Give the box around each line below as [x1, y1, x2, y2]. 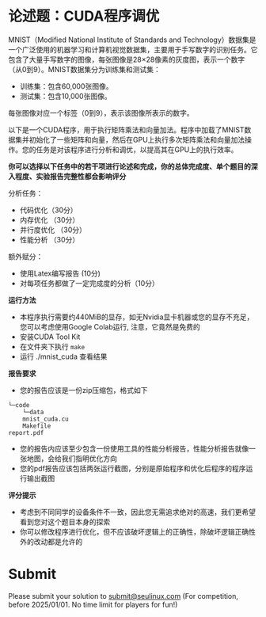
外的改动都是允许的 [19, 536, 83, 547]
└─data [22, 408, 44, 416]
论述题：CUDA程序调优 [8, 7, 160, 25]
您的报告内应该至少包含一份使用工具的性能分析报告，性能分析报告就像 [19, 444, 249, 453]
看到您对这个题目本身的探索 [19, 516, 111, 527]
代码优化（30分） [19, 205, 78, 215]
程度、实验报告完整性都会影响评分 [14, 171, 127, 181]
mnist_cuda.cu [22, 415, 69, 423]
